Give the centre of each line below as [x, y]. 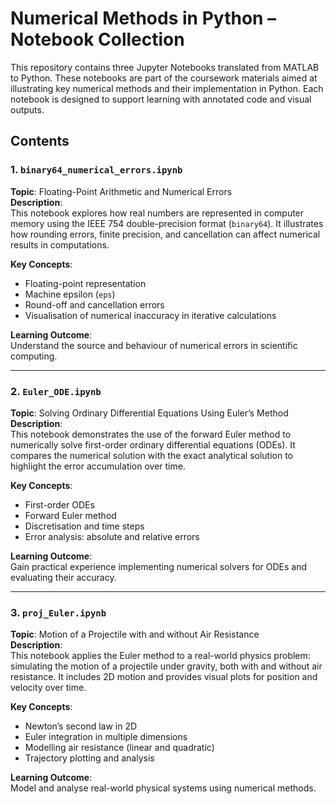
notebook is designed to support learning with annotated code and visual [161, 99]
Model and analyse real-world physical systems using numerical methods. [163, 788]
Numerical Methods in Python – [143, 18]
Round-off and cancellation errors [94, 304]
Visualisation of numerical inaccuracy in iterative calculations [150, 315]
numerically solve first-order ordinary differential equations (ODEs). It [153, 444]
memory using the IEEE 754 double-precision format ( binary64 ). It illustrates [167, 223]
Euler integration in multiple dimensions [106, 737]
